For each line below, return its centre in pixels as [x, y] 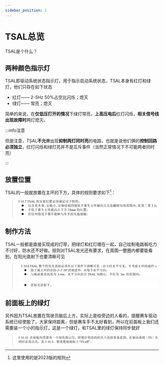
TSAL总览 [25, 36]
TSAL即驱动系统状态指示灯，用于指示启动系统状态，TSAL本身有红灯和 [76, 81]
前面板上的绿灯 [28, 303]
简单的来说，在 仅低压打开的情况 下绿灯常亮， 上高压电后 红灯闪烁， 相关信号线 [82, 114]
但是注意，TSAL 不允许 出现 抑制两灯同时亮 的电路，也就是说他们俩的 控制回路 [81, 141]
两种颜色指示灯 [28, 68]
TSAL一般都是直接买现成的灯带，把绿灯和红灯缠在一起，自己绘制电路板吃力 [81, 244]
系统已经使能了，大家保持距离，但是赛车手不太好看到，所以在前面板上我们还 [82, 322]
